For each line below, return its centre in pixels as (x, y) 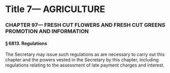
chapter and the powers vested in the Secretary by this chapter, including (82, 60)
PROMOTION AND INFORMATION (47, 31)
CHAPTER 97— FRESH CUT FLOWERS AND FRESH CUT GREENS (85, 25)
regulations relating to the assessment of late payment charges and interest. (85, 65)
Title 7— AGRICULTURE (55, 9)
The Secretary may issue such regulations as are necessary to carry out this (85, 54)
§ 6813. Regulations (26, 43)
